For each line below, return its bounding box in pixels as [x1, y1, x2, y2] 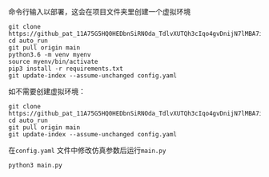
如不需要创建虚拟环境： [8, 87, 86, 96]
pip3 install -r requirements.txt [8, 65, 124, 73]
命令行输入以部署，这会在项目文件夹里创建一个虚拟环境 [8, 7, 191, 16]
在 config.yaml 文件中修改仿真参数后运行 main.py [8, 146, 167, 155]
